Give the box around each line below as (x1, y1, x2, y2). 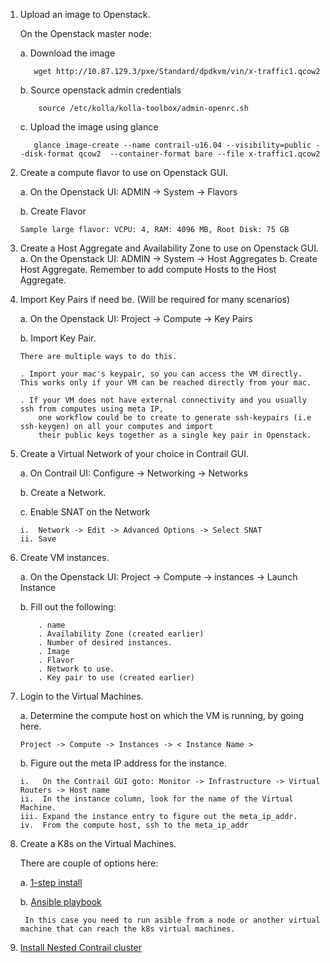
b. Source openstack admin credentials (19, 84, 182, 96)
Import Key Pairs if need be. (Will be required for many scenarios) (19, 294, 291, 305)
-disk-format (19, 149, 75, 159)
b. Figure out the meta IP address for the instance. (19, 757, 227, 769)
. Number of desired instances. (38, 638, 173, 648)
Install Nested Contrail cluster (19, 942, 142, 953)
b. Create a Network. (19, 487, 107, 498)
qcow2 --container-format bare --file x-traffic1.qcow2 (78, 149, 321, 159)
